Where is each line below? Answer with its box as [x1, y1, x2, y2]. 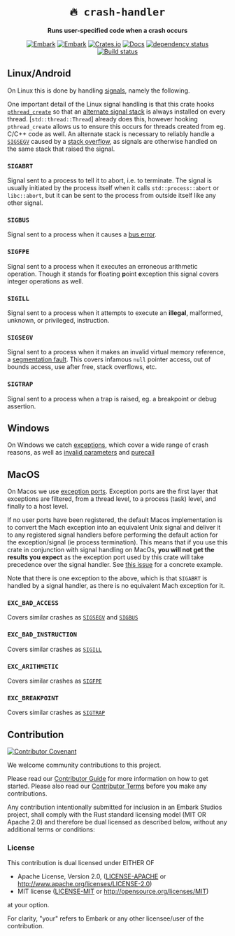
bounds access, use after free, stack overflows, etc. [7, 363, 157, 371]
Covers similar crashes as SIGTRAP [7, 708, 106, 717]
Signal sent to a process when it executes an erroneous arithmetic [7, 262, 198, 270]
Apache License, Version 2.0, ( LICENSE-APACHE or [17, 872, 166, 881]
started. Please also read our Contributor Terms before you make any [7, 782, 208, 791]
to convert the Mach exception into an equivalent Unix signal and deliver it [7, 523, 221, 532]
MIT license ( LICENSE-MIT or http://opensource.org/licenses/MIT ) [17, 887, 209, 896]
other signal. [7, 199, 43, 207]
